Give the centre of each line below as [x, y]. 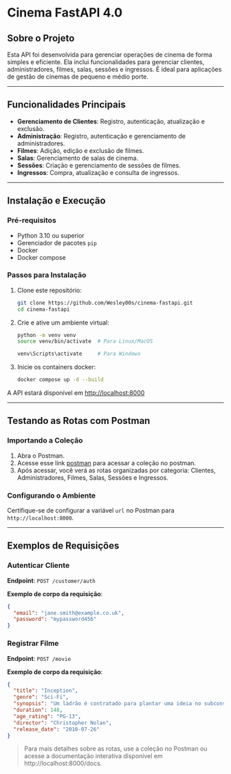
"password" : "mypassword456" [55, 619]
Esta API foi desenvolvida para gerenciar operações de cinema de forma [110, 54]
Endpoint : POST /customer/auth [52, 580]
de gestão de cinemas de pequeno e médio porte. [78, 77]
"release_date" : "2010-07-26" [56, 729]
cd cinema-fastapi [43, 309]
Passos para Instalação [47, 275]
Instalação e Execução [56, 201]
